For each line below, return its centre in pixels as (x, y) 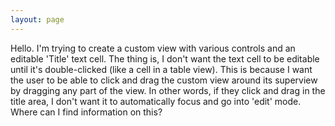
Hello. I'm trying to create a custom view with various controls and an (153, 48)
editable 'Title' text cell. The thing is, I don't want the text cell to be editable (165, 58)
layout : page (37, 19)
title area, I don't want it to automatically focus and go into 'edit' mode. (156, 101)
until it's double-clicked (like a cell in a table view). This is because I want (161, 69)
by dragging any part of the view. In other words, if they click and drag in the (168, 90)
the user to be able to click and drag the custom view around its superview (164, 80)
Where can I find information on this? (86, 112)
